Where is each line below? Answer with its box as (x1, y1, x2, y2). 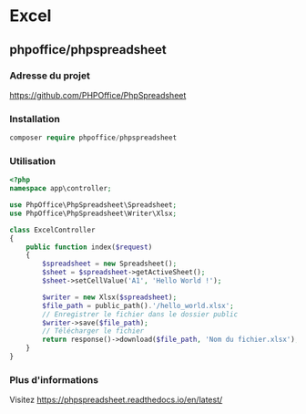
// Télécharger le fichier (42, 326, 145, 336)
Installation (9, 112, 61, 125)
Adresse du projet (9, 69, 91, 82)
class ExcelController (9, 225, 96, 234)
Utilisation (9, 154, 56, 167)
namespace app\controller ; (9, 184, 112, 193)
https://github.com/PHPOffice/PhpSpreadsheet (9, 89, 187, 100)
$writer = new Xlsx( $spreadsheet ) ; (42, 293, 178, 302)
